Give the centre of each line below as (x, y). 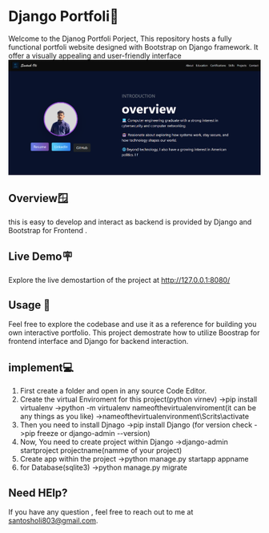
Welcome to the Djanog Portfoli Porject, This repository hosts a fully (120, 38)
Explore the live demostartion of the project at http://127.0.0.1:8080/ (119, 280)
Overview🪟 (38, 198)
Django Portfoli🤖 (64, 16)
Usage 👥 (29, 305)
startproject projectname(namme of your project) (101, 450)
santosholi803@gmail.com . (53, 521)
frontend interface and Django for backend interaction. (98, 341)
